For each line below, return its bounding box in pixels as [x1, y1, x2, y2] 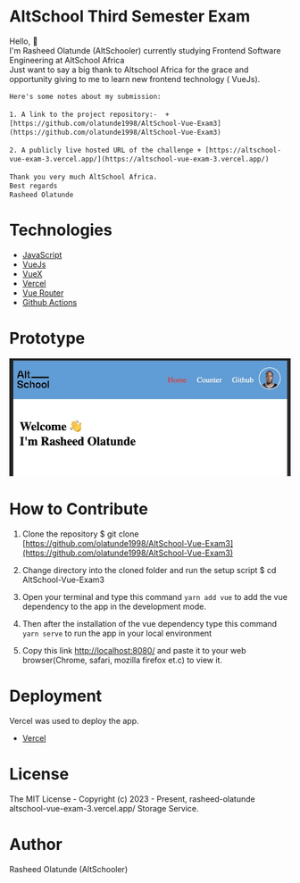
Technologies [9, 221, 113, 240]
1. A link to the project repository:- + [9, 110, 170, 119]
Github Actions [21, 296, 78, 307]
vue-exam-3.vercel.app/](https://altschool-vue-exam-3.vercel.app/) [9, 154, 270, 163]
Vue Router [21, 287, 64, 298]
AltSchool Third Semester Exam [9, 6, 251, 27]
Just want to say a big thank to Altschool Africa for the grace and [9, 64, 249, 75]
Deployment [9, 686, 103, 706]
